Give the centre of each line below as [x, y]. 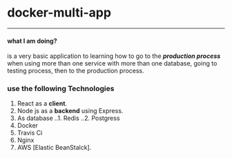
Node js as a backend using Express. [70, 111]
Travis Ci [30, 133]
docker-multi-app [59, 13]
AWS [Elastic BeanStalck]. [54, 148]
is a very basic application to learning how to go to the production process [114, 56]
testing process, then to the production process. [76, 71]
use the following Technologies [61, 89]
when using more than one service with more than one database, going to [112, 63]
